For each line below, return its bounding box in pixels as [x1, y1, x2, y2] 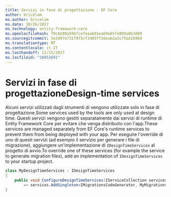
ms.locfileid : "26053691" [5, 54, 60, 60]
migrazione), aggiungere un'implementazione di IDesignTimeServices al [5, 142, 155, 148]
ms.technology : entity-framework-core [5, 26, 88, 32]
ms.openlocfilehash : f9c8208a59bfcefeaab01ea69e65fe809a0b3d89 [5, 31, 142, 36]
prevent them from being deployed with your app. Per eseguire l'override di [5, 131, 163, 137]
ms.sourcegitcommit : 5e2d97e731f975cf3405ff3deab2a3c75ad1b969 [5, 36, 142, 41]
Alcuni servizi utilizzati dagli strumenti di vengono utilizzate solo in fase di [5, 104, 160, 110]
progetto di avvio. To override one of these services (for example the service [5, 148, 165, 154]
